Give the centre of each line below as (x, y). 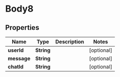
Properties (22, 28)
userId (16, 50)
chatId (16, 67)
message (19, 59)
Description (70, 42)
